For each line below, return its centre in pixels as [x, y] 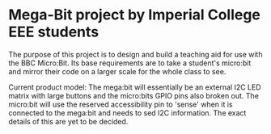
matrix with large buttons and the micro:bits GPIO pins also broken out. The [133, 95]
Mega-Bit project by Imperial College [135, 15]
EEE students [54, 32]
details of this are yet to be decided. [68, 121]
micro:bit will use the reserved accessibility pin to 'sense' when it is [121, 104]
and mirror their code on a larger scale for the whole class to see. [117, 71]
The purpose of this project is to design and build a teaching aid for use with [135, 54]
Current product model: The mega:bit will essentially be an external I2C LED [135, 87]
